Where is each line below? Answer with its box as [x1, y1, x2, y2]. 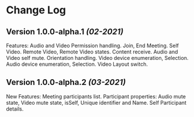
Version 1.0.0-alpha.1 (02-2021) [6, 27, 124, 37]
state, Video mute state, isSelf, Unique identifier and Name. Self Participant [6, 99, 187, 106]
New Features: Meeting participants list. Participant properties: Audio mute [6, 93, 186, 100]
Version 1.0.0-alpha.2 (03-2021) [6, 77, 126, 87]
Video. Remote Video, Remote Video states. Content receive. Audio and [6, 48, 178, 55]
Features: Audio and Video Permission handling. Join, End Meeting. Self [6, 42, 179, 49]
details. [6, 105, 24, 112]
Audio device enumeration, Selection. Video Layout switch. [6, 61, 148, 68]
